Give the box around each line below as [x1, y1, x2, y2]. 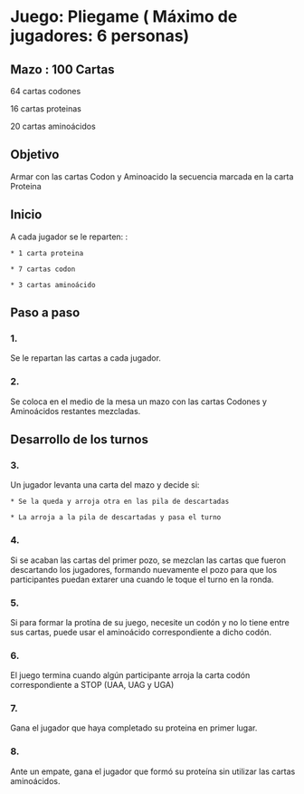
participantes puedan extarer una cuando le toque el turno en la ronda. [10, 574, 274, 585]
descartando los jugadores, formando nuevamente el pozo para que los [10, 564, 278, 575]
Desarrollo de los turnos [10, 432, 148, 447]
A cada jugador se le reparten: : [10, 231, 128, 242]
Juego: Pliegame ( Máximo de [10, 6, 238, 27]
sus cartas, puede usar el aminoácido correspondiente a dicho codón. [10, 626, 272, 637]
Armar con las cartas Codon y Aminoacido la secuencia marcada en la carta [10, 170, 294, 182]
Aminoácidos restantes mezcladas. [10, 405, 141, 416]
